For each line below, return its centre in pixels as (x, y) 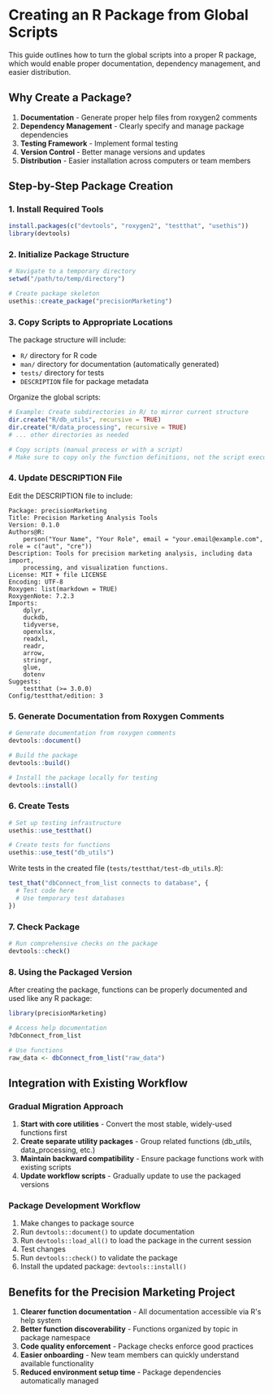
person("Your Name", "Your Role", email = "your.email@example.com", (143, 539)
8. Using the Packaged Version (70, 972)
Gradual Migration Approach (66, 1106)
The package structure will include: (67, 340)
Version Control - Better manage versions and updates (113, 151)
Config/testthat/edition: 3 (56, 696)
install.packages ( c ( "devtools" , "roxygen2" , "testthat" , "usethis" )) (129, 226)
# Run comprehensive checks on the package (83, 943)
